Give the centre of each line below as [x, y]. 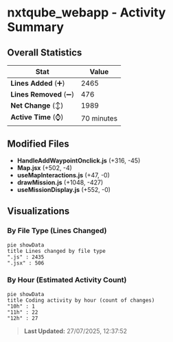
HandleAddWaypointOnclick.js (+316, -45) [79, 160]
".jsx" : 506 [26, 263]
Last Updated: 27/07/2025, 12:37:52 [76, 331]
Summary [35, 27]
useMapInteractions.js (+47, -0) [63, 175]
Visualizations [38, 211]
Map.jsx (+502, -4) [44, 168]
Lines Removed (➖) [42, 94]
